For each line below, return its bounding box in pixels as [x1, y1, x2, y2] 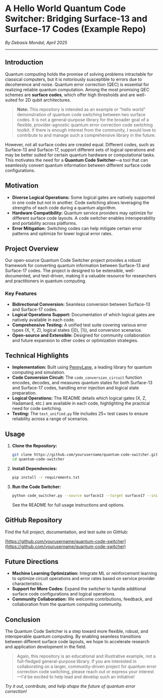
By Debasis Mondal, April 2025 [5, 39, 67, 45]
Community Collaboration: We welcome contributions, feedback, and [12, 596, 153, 602]
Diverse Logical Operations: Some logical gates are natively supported [12, 194, 155, 200]
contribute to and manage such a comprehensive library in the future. [16, 132, 156, 138]
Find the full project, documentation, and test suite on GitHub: [5, 529, 129, 535]
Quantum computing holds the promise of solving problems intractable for [5, 71, 153, 77]
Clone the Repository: [12, 443, 57, 449]
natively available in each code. [12, 317, 75, 323]
